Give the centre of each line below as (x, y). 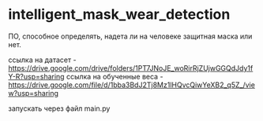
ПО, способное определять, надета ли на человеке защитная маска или (130, 36)
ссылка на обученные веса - (115, 76)
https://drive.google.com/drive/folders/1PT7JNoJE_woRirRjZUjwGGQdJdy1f (131, 68)
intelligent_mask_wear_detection (119, 15)
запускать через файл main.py (59, 108)
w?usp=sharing (34, 93)
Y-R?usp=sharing (36, 76)
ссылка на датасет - (42, 60)
